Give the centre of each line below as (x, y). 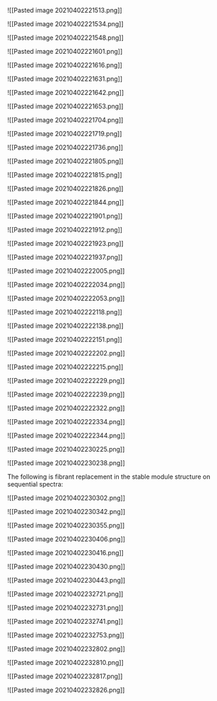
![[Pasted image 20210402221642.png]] (66, 92)
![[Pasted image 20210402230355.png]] (66, 525)
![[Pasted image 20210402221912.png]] (65, 230)
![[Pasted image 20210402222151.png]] (65, 340)
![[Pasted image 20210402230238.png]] (66, 463)
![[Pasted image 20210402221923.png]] (65, 243)
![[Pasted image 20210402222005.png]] (66, 271)
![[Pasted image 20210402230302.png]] (66, 498)
